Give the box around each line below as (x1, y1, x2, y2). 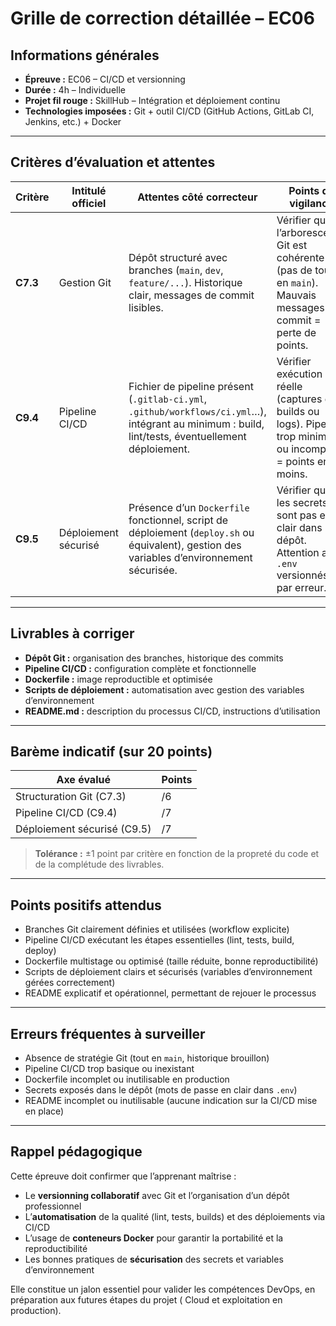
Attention (276, 545, 320, 559)
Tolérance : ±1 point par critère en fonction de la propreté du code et (34, 848, 320, 860)
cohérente (276, 250, 325, 264)
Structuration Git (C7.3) (15, 790, 127, 804)
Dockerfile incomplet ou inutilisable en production (24, 1073, 230, 1086)
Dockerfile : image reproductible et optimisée (24, 673, 213, 685)
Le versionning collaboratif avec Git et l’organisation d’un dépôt (24, 1189, 290, 1201)
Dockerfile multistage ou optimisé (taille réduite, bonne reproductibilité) (24, 955, 319, 967)
